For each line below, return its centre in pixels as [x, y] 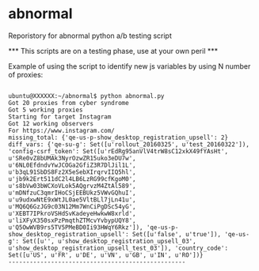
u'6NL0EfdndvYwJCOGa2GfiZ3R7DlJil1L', [72, 165]
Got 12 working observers [51, 123]
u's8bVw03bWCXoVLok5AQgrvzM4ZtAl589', [72, 186]
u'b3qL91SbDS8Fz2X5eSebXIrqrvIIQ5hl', [72, 172]
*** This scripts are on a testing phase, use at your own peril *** [113, 51]
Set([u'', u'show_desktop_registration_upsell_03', [109, 241]
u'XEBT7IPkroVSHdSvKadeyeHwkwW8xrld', [72, 213]
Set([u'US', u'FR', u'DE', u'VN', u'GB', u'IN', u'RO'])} [106, 255]
